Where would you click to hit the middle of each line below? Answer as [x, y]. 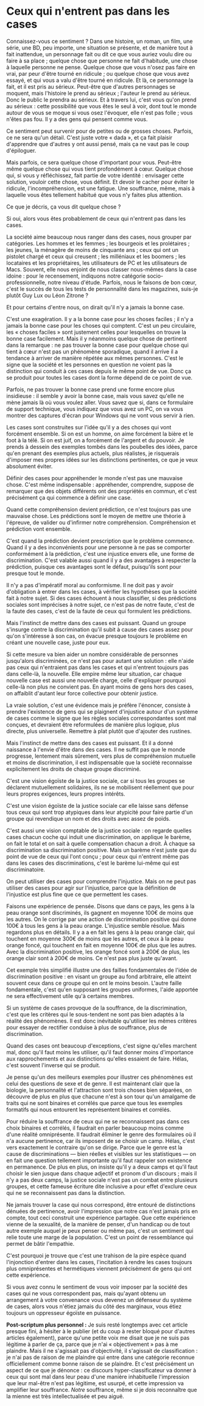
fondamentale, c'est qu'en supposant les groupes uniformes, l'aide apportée [102, 990]
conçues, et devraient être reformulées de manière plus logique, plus [93, 724]
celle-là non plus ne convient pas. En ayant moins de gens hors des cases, [100, 687]
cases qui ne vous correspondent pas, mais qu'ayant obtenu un [86, 1293]
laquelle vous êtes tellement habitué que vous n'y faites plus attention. [95, 194]
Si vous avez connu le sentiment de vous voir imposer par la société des [97, 1287]
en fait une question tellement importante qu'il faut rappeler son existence [99, 1160]
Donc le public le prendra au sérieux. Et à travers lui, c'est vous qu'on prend [101, 100]
